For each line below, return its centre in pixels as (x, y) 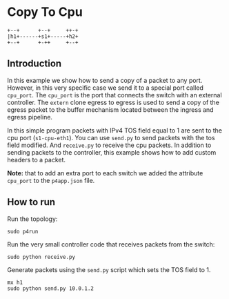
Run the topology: (32, 219)
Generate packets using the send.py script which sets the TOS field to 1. (109, 269)
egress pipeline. (30, 117)
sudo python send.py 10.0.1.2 (51, 288)
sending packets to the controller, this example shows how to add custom (112, 152)
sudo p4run (23, 231)
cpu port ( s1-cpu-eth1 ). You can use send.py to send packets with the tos (111, 137)
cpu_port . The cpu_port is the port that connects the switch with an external (114, 95)
